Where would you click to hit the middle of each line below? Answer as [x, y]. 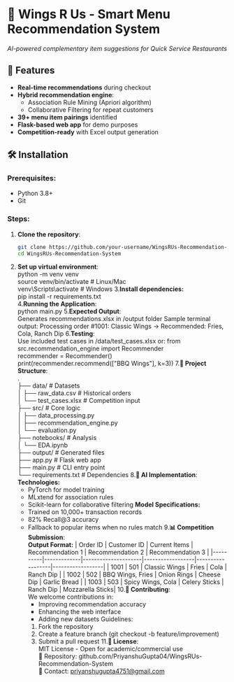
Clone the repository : [49, 234]
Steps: [19, 219]
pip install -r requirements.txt [59, 297]
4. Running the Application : [57, 304]
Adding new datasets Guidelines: [86, 619]
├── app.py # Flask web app [59, 460]
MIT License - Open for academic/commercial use [111, 649]
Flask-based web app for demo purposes [78, 125]
